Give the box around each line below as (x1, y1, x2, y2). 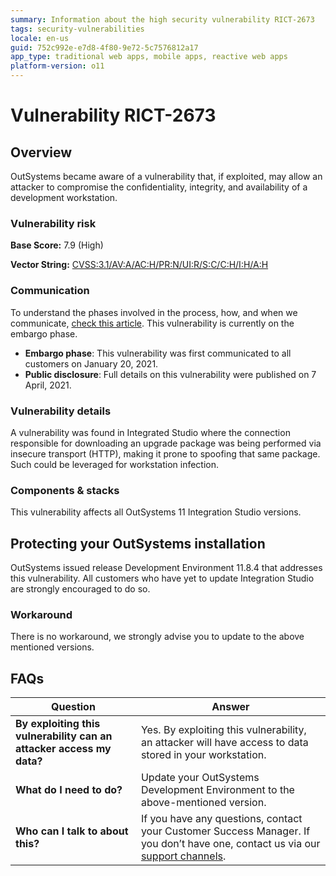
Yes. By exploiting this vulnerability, (140, 723, 307, 737)
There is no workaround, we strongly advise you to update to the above (10, 631, 305, 643)
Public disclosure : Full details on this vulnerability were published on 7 (24, 368, 317, 380)
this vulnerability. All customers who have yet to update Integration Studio (10, 572, 315, 584)
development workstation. (10, 192, 118, 203)
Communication (10, 284, 90, 298)
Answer (211, 700, 250, 714)
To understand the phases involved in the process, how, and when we (10, 306, 298, 318)
